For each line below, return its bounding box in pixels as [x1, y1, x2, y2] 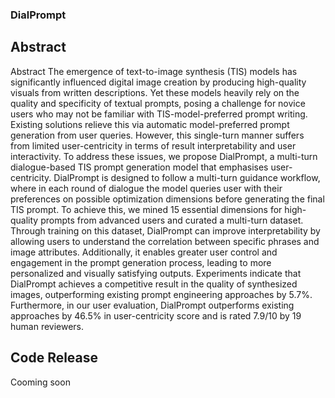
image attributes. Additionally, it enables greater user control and [10, 246, 278, 258]
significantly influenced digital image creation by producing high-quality [10, 76, 307, 88]
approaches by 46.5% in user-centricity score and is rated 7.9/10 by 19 [10, 309, 302, 322]
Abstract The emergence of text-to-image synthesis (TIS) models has [10, 65, 298, 77]
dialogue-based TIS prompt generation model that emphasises [10, 161, 269, 173]
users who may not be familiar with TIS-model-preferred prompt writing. [10, 108, 308, 120]
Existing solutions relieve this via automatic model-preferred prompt [10, 118, 290, 130]
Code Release [10, 349, 99, 367]
